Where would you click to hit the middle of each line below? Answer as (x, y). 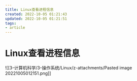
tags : (11, 23)
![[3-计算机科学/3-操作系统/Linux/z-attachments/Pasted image (68, 68)
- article (15, 28)
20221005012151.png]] (28, 73)
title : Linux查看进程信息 (30, 10)
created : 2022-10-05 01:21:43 (36, 14)
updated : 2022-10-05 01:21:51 (36, 19)
